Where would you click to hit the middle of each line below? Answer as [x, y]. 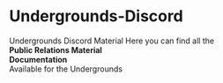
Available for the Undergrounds [66, 69]
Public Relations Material [56, 49]
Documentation [38, 59]
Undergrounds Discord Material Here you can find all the [111, 41]
